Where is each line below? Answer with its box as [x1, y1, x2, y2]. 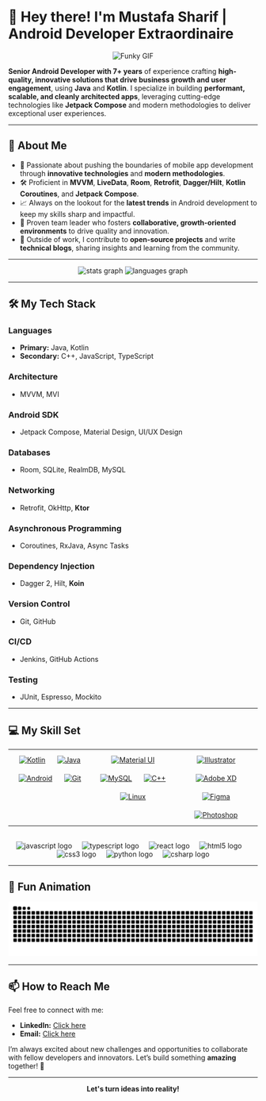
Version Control [8, 599, 70, 610]
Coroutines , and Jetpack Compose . [19, 189, 139, 198]
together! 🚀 [8, 1061, 45, 1071]
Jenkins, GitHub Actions [19, 654, 99, 664]
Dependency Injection [8, 560, 95, 572]
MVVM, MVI [19, 389, 59, 398]
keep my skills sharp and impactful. [19, 209, 135, 218]
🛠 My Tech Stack [8, 298, 97, 311]
